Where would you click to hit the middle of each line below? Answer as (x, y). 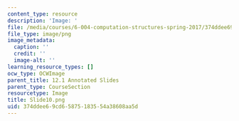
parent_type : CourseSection (49, 87)
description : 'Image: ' (43, 21)
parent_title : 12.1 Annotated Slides (63, 80)
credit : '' (30, 54)
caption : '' (32, 47)
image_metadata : (31, 41)
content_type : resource (43, 14)
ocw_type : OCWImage (36, 73)
